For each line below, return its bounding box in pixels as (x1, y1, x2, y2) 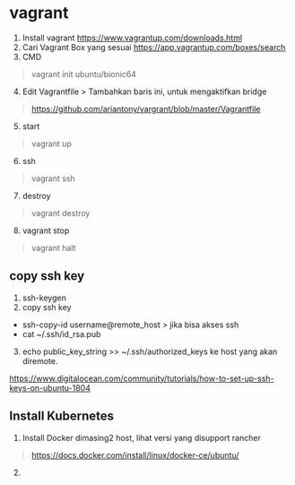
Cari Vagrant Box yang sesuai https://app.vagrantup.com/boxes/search (22, 41, 286, 52)
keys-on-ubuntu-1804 (9, 382, 91, 393)
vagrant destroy (30, 207, 91, 218)
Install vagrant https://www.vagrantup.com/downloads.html (22, 32, 243, 43)
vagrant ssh (30, 173, 76, 184)
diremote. (22, 355, 58, 366)
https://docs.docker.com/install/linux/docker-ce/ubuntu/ (30, 449, 239, 460)
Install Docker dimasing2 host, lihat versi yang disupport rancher (22, 432, 262, 443)
